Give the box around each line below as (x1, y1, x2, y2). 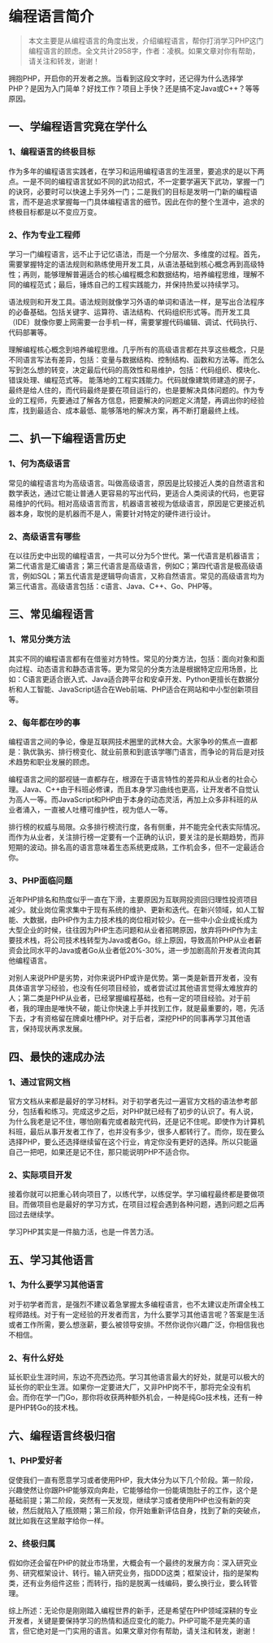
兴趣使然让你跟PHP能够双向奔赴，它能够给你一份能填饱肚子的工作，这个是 (8, 1485, 258, 1495)
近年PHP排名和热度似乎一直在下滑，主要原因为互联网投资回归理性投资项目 (8, 895, 258, 904)
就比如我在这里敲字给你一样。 (8, 1515, 108, 1525)
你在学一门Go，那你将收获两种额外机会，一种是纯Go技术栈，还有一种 (29, 1393, 262, 1402)
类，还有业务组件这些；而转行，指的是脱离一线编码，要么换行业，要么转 (8, 1578, 250, 1589)
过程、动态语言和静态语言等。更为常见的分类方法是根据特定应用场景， (15, 664, 250, 674)
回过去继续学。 (8, 1210, 58, 1220)
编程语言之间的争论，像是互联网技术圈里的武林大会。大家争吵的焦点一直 (8, 736, 250, 746)
